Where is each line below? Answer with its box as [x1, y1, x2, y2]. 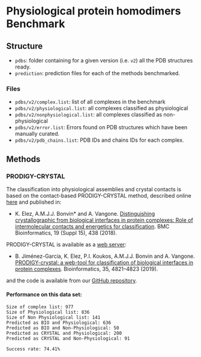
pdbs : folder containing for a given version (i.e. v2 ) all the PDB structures [14, 57, 193, 64]
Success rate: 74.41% [6, 346, 61, 352]
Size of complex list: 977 [6, 304, 74, 310]
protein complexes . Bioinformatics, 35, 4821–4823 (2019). [14, 265, 158, 272]
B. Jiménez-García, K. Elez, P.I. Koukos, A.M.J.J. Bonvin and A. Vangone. [14, 252, 195, 260]
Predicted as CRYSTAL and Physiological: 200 [6, 331, 122, 337]
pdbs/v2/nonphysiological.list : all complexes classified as [14, 111, 163, 118]
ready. [14, 63, 31, 70]
